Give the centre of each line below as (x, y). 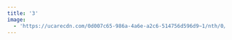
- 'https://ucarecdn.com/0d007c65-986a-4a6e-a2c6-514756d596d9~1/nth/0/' (122, 26)
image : (17, 20)
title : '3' (23, 13)
